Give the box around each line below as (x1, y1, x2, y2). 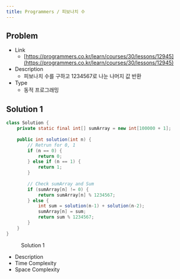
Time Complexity (14, 259, 57, 266)
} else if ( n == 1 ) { (27, 159, 81, 165)
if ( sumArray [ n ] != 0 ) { (27, 186, 89, 193)
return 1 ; (37, 165, 62, 170)
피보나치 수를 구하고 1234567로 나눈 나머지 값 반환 (23, 73, 141, 80)
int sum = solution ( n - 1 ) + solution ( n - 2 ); (37, 203, 145, 209)
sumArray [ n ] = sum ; (37, 209, 86, 215)
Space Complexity (14, 266, 60, 273)
